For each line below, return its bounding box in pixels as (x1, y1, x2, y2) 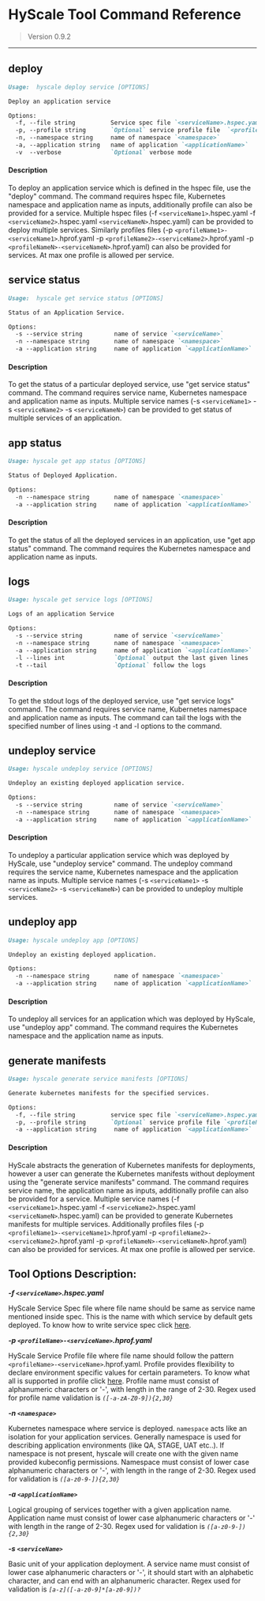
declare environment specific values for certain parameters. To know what (8, 1368, 250, 1378)
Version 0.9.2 (27, 32, 71, 41)
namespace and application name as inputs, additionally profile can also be (8, 199, 253, 209)
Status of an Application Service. (8, 309, 125, 317)
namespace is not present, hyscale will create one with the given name (8, 1449, 239, 1459)
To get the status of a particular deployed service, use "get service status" (8, 380, 251, 389)
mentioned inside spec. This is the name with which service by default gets (8, 1312, 253, 1322)
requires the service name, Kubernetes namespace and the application (8, 867, 239, 876)
